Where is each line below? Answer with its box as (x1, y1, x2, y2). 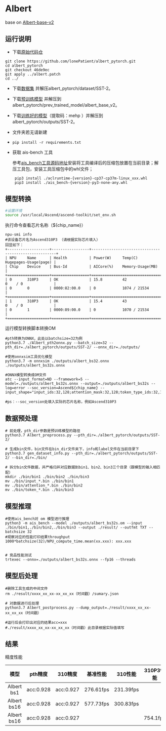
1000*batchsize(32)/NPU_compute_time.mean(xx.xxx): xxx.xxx (5, 539, 132, 544)
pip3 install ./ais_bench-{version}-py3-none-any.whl (14, 180, 128, 185)
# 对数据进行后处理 (5, 601, 40, 606)
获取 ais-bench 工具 (12, 149, 53, 155)
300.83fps (114, 700, 139, 707)
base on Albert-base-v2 (5, 19, 54, 25)
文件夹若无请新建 (12, 129, 47, 135)
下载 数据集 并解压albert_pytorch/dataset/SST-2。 (12, 85, 113, 91)
